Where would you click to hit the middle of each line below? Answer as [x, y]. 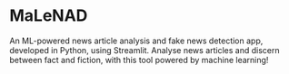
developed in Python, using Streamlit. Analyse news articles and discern [144, 50]
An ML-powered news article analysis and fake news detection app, [136, 41]
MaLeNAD [49, 16]
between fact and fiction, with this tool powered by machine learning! [139, 60]
